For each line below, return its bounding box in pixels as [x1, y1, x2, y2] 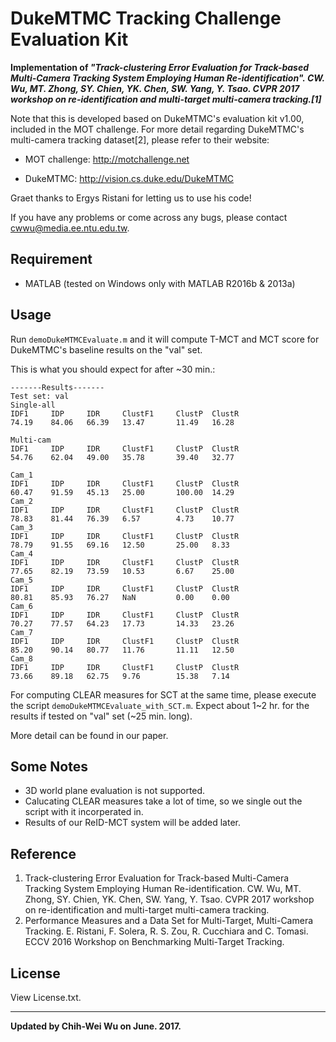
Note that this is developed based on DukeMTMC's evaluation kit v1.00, [10, 112, 305, 124]
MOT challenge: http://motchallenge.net [24, 153, 190, 165]
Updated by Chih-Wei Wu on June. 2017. [10, 1020, 182, 1032]
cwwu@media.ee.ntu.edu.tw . [10, 222, 130, 234]
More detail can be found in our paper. [10, 729, 169, 741]
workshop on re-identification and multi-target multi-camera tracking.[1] [10, 93, 322, 105]
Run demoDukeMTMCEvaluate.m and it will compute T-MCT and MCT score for [10, 333, 320, 345]
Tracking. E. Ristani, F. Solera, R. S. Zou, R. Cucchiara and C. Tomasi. [24, 925, 309, 937]
